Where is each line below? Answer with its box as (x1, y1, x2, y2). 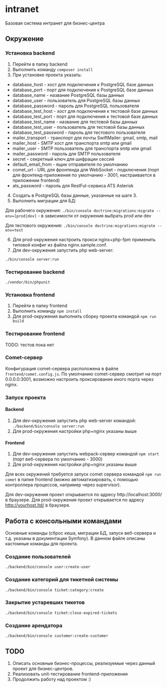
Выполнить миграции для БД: (12, 197, 76, 203)
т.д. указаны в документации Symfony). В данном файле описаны (5, 535, 145, 541)
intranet (5, 4, 39, 15)
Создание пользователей (5, 553, 71, 560)
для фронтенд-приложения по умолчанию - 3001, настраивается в (12, 172, 156, 178)
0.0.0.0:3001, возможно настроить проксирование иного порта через (5, 376, 154, 382)
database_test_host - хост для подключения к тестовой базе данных (12, 108, 158, 114)
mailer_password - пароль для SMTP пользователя (12, 150, 121, 156)
